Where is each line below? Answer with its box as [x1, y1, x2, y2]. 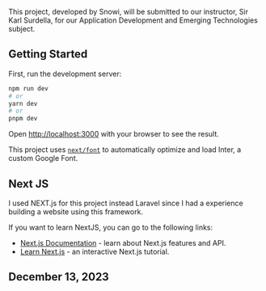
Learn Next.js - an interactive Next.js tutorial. [19, 247, 170, 256]
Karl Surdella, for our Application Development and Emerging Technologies [8, 15, 259, 25]
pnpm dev [8, 115, 38, 123]
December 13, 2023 [8, 270, 109, 284]
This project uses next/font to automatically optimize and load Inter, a [8, 145, 242, 154]
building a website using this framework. [8, 207, 144, 217]
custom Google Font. [8, 154, 78, 163]
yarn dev [8, 99, 38, 108]
